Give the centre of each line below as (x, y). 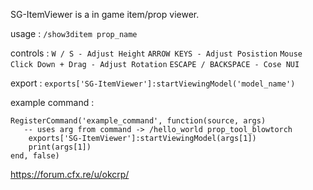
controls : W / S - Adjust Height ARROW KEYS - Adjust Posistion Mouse (156, 53)
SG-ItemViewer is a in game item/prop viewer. (105, 14)
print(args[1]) (60, 147)
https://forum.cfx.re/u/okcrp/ (70, 174)
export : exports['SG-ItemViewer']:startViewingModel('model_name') (153, 83)
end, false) (35, 156)
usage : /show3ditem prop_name (74, 33)
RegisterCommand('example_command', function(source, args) (138, 121)
